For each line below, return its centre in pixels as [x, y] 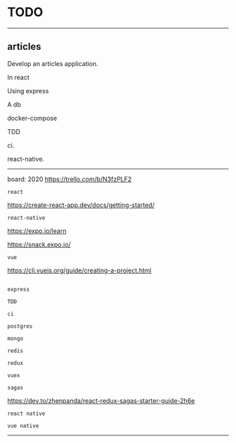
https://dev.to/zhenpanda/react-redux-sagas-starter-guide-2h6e [101, 400]
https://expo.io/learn [37, 231]
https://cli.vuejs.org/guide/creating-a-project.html [80, 270]
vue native [23, 425]
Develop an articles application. [53, 63]
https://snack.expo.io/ [39, 244]
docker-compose [32, 118]
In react [18, 77]
